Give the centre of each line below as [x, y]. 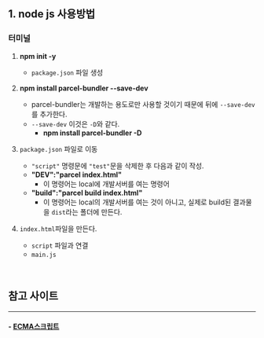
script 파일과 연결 [60, 245]
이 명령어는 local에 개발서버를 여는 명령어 [106, 184]
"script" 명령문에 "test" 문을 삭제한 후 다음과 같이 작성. [117, 165]
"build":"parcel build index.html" [87, 193]
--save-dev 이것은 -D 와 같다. [75, 123]
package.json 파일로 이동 [59, 149]
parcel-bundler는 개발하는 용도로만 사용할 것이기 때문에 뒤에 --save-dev [143, 104]
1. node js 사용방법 [52, 14]
